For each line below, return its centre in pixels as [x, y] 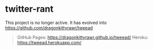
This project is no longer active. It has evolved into [56, 23]
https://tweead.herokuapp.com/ [49, 42]
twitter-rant [29, 9]
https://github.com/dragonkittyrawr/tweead [49, 27]
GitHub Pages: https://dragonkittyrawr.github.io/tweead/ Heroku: [83, 37]
